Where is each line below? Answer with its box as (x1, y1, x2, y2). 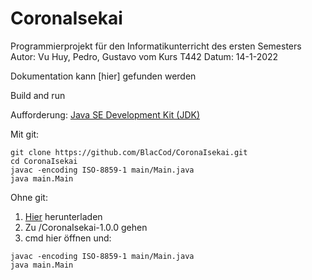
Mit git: (10, 128, 40, 140)
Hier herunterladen (24, 210, 103, 222)
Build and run (10, 89, 66, 101)
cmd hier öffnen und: (24, 232, 112, 244)
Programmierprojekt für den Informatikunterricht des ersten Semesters (10, 40, 302, 52)
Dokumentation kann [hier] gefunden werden (10, 70, 197, 82)
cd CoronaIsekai (10, 156, 78, 166)
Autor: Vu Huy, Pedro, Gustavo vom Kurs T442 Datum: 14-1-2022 (10, 50, 279, 62)
